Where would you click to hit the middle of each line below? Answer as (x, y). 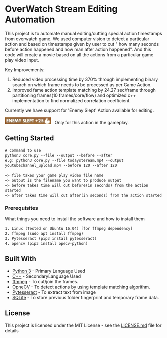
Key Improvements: (25, 70)
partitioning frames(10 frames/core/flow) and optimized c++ (74, 95)
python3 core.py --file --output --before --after (59, 155)
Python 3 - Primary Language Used (49, 271)
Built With (21, 259)
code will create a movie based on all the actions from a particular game (79, 55)
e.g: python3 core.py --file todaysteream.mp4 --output (64, 160)
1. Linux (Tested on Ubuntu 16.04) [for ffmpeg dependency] (69, 229)
